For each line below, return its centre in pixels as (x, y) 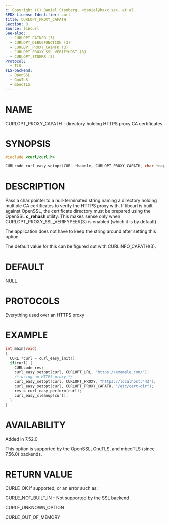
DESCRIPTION (35, 186)
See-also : (16, 33)
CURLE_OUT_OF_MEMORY (33, 517)
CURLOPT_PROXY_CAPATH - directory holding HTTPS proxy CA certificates (84, 123)
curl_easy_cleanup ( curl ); (41, 395)
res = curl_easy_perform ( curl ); (48, 391)
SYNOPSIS (28, 144)
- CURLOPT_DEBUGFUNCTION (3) (40, 43)
